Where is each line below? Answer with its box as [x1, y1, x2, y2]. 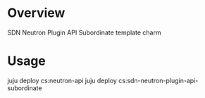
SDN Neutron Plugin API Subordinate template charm [7, 28, 161, 37]
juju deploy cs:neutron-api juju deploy [7, 76, 118, 85]
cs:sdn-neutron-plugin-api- [118, 76, 199, 85]
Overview [7, 5, 66, 21]
